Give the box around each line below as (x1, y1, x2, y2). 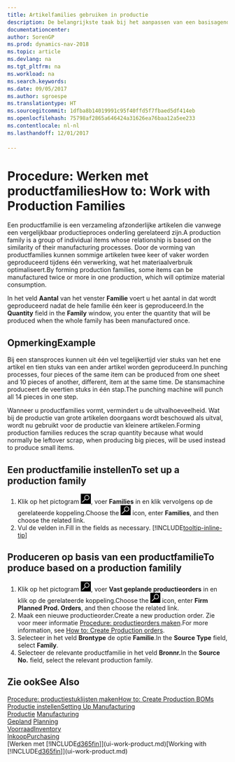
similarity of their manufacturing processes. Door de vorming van (7, 243, 196, 252)
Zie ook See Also (7, 676, 80, 688)
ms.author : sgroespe (7, 93, 68, 100)
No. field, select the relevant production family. (17, 655, 153, 664)
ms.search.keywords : (7, 78, 68, 85)
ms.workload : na (7, 70, 55, 77)
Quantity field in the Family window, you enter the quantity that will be (7, 309, 211, 318)
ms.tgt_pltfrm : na (7, 63, 61, 70)
